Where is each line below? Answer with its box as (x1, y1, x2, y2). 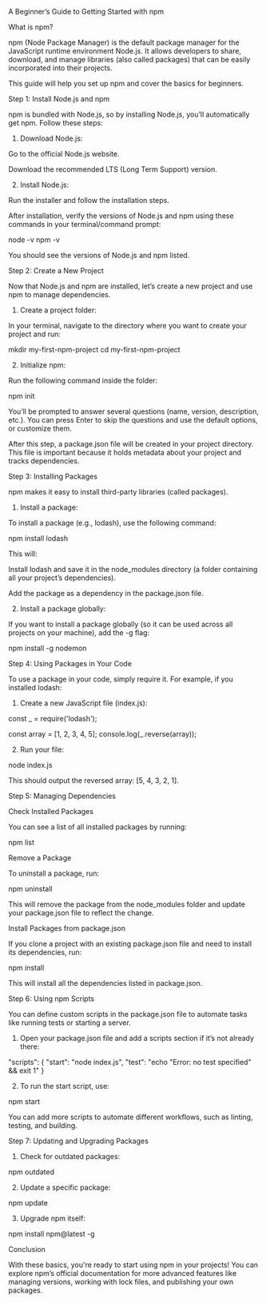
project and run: (8, 329, 62, 339)
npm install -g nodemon (8, 643, 87, 653)
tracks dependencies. (8, 456, 80, 466)
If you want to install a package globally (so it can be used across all (8, 619, 233, 629)
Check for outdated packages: (19, 1152, 121, 1161)
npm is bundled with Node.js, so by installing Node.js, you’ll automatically (8, 109, 250, 119)
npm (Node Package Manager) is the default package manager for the (8, 38, 240, 47)
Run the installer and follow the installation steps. (8, 196, 170, 205)
